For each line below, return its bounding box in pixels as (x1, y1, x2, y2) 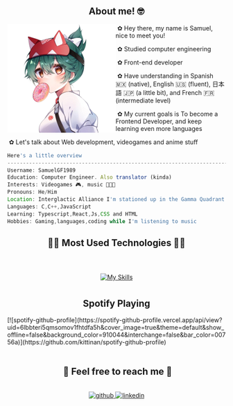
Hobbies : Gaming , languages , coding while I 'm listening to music (7, 218, 197, 224)
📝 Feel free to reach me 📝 (62, 365, 173, 377)
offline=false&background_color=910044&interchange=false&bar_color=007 (7, 330, 226, 339)
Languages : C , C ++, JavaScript (7, 203, 92, 210)
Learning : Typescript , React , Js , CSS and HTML (7, 211, 138, 218)
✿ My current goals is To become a (116, 109, 218, 118)
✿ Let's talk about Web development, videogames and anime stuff (8, 138, 198, 146)
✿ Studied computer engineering (116, 44, 212, 53)
